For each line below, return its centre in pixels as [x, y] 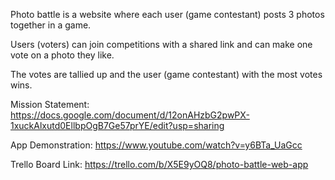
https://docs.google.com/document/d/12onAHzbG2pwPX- [130, 115]
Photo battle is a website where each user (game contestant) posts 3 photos [167, 14]
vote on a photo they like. [62, 55]
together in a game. [51, 25]
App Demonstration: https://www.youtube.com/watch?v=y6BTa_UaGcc [156, 145]
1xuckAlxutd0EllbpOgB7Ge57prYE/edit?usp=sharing [117, 125]
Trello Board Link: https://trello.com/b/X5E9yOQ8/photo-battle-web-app [159, 164]
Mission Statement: [50, 104]
